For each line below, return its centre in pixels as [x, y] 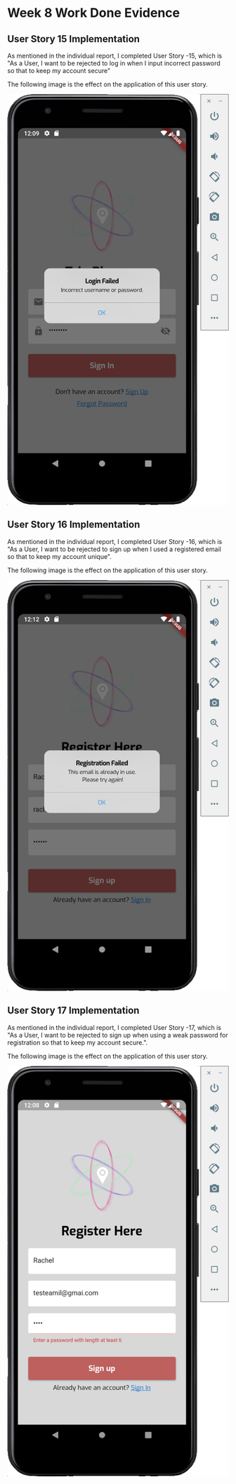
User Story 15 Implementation [74, 39]
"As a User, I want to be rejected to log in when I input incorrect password [114, 63]
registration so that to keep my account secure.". [78, 1043]
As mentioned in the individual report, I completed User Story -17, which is [114, 1027]
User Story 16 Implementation [74, 525]
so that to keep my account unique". [60, 556]
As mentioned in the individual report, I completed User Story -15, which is [115, 56]
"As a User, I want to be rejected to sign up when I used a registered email [114, 549]
